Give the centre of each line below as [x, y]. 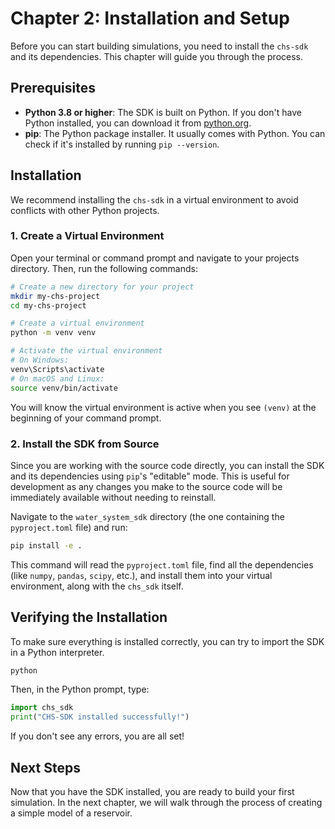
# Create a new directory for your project [102, 287]
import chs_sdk [42, 708]
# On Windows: [40, 360]
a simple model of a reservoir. [71, 813]
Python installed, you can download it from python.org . [138, 123]
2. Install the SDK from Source [85, 444]
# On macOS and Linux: [57, 378]
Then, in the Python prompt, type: [80, 689]
